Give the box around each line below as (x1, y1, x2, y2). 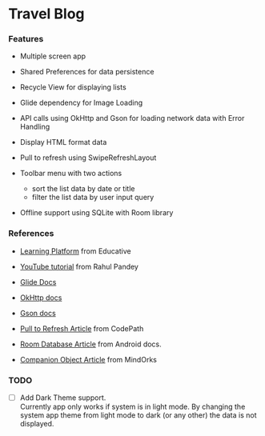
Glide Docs (19, 277, 57, 286)
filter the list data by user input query (31, 193, 155, 202)
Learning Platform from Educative (19, 246, 131, 256)
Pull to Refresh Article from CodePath (19, 323, 144, 333)
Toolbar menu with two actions (19, 169, 122, 178)
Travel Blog (8, 5, 86, 23)
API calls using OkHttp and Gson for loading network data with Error (19, 114, 245, 123)
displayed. (19, 419, 54, 429)
